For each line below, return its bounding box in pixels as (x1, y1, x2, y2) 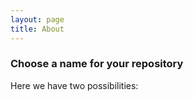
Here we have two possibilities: (10, 79, 139, 91)
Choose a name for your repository (10, 57, 184, 71)
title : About (10, 24, 65, 34)
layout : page (10, 14, 65, 25)
